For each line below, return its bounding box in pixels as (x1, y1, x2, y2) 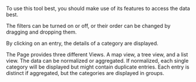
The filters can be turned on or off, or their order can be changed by (6, 23, 171, 29)
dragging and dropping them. (6, 28, 77, 35)
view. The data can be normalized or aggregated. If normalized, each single (6, 58, 189, 64)
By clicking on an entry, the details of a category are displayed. (6, 40, 158, 47)
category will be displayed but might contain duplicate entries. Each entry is (6, 63, 190, 70)
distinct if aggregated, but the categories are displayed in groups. (6, 70, 164, 76)
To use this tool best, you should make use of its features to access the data (6, 5, 191, 12)
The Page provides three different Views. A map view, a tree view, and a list (6, 51, 188, 58)
